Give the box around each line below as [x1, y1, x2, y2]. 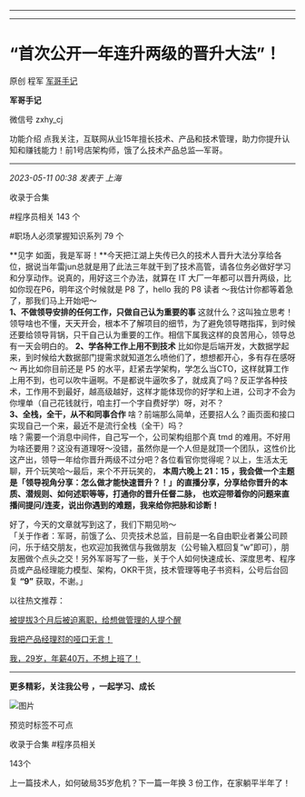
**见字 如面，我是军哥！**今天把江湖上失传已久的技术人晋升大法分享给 [9, 249, 274, 260]
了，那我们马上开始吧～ [9, 294, 97, 305]
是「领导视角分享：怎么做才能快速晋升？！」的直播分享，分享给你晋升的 [9, 476, 280, 487]
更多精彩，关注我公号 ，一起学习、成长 [9, 681, 155, 692]
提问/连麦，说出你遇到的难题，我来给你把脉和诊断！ [25, 499, 220, 510]
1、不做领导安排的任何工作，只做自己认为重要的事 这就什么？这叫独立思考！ [9, 306, 293, 317]
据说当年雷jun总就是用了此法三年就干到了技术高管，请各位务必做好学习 [25, 261, 291, 272]
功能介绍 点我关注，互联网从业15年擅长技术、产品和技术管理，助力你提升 [9, 133, 282, 144]
